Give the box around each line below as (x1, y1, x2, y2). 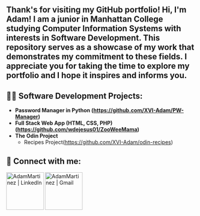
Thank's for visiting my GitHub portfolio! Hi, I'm (6, 5, 187, 15)
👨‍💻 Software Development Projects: (6, 91, 143, 101)
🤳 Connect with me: (6, 156, 81, 166)
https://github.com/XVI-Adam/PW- (93, 107, 184, 114)
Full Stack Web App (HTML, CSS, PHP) (14, 119, 113, 127)
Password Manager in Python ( (14, 107, 94, 114)
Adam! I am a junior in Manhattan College (6, 14, 163, 25)
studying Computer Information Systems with (6, 23, 181, 34)
